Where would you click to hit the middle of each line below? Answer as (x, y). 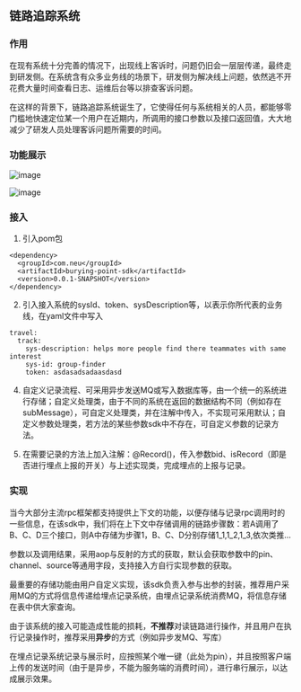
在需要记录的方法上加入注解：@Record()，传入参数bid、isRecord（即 (150, 454)
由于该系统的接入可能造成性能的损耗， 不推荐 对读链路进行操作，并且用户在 (146, 625)
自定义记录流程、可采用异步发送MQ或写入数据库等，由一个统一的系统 (150, 390)
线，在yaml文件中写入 (63, 316)
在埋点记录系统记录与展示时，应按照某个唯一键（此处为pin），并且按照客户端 (150, 656)
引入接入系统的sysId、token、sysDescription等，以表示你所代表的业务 (152, 305)
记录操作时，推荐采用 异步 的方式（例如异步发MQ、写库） (121, 637)
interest (26, 357)
